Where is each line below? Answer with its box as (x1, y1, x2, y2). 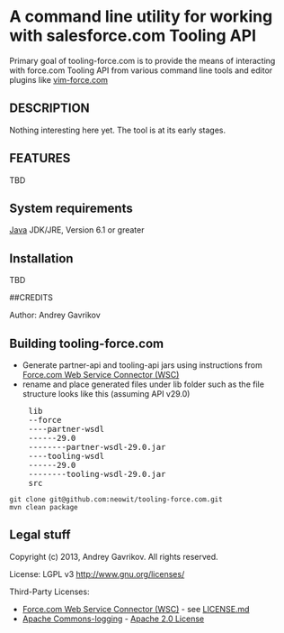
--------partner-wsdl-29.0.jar (28, 442, 166, 452)
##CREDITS (9, 292, 54, 303)
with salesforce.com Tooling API (9, 25, 257, 46)
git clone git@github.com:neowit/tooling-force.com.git (9, 495, 223, 504)
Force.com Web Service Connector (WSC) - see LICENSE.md (22, 603, 250, 614)
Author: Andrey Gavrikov (9, 309, 101, 321)
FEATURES (9, 151, 71, 166)
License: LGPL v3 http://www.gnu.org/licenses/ (9, 568, 185, 579)
